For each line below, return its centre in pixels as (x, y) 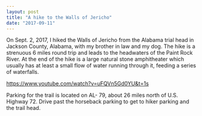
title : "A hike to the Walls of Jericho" (59, 17)
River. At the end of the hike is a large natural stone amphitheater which (95, 59)
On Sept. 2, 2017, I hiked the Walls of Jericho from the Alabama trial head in (100, 40)
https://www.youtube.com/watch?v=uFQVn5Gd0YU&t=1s (78, 84)
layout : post (23, 12)
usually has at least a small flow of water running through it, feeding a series (101, 66)
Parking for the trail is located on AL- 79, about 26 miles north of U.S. (92, 95)
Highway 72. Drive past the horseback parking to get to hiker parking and (98, 102)
